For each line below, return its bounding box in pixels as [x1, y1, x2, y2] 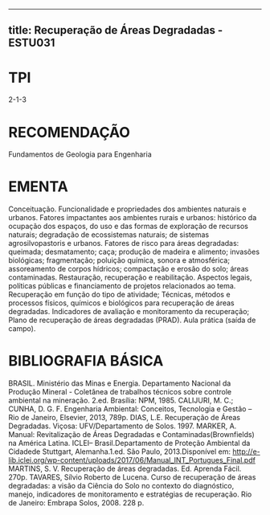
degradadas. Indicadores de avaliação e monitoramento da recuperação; [8, 307, 250, 317]
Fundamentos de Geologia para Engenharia [8, 149, 153, 159]
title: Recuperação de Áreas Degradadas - [8, 23, 223, 37]
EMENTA [8, 178, 68, 196]
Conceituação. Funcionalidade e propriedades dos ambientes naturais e [8, 204, 247, 214]
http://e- [232, 447, 260, 456]
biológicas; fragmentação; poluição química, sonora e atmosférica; [8, 255, 231, 265]
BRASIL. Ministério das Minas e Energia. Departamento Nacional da [8, 378, 231, 388]
